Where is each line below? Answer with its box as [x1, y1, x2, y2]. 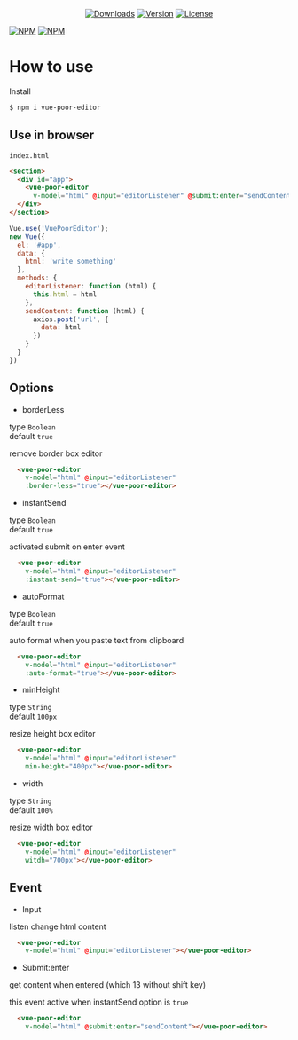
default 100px [9, 711, 58, 722]
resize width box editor [9, 822, 93, 833]
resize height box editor [9, 729, 96, 739]
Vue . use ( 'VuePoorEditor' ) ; [9, 224, 109, 232]
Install [9, 85, 31, 97]
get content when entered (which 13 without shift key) [9, 980, 207, 990]
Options [9, 381, 55, 396]
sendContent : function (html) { [25, 306, 145, 315]
